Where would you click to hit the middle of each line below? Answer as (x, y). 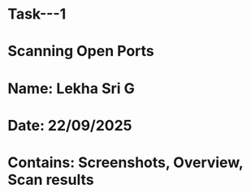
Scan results (51, 180)
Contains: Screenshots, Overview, (125, 162)
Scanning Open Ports (81, 51)
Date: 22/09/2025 (70, 125)
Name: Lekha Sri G (71, 88)
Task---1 (37, 14)
